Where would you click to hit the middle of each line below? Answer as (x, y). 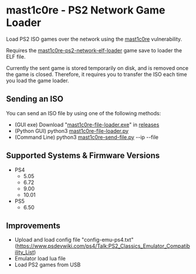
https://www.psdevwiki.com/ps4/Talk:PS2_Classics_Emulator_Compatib (104, 246)
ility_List (24, 252)
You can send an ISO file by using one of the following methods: (84, 113)
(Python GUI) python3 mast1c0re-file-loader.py (72, 131)
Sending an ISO (35, 99)
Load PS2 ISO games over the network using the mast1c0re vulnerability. (94, 39)
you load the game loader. (38, 81)
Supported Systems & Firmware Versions (83, 156)
